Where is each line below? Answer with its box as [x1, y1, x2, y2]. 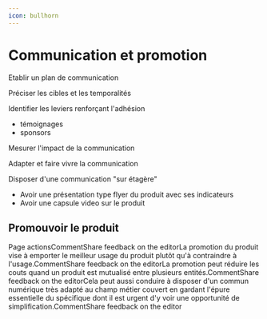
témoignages [19, 119, 64, 129]
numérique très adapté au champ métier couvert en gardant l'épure [8, 285, 230, 294]
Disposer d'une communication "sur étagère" [8, 173, 157, 184]
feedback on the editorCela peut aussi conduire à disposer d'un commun [8, 277, 249, 286]
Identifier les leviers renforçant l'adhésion [8, 103, 145, 113]
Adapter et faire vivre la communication [8, 158, 138, 168]
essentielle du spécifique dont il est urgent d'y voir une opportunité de [8, 293, 240, 303]
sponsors [19, 127, 51, 137]
